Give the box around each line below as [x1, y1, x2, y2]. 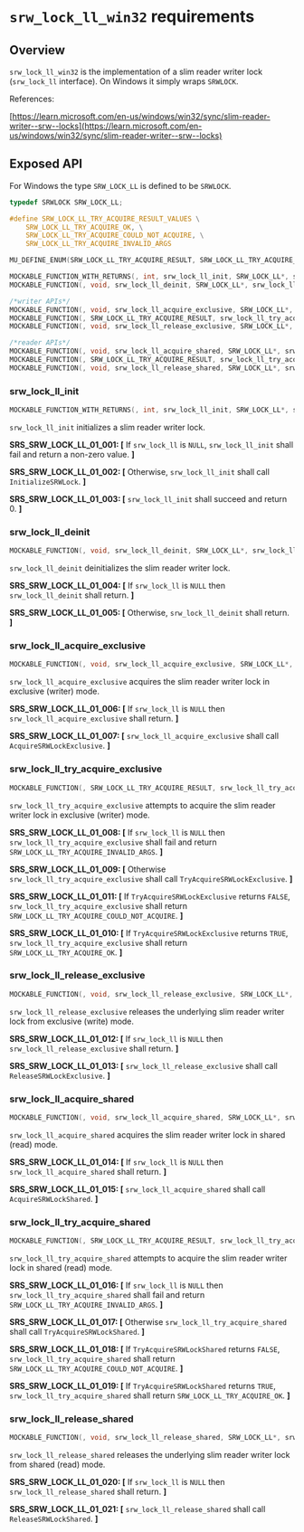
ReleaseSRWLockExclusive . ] [9, 1070, 110, 1081]
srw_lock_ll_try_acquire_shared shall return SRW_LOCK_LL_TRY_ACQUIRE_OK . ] [9, 1390, 291, 1401]
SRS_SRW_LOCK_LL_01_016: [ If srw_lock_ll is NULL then [9, 1280, 223, 1291]
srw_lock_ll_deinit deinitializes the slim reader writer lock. [9, 563, 231, 573]
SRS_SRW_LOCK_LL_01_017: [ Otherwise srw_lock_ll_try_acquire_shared [9, 1317, 288, 1328]
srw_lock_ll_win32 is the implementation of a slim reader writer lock [9, 66, 263, 77]
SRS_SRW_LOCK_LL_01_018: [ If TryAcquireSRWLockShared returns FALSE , [9, 1344, 280, 1355]
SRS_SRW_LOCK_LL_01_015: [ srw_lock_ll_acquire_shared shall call [9, 1183, 266, 1195]
